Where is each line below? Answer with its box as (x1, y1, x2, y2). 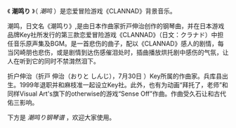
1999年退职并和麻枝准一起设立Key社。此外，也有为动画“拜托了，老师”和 (19, 81, 228, 89)
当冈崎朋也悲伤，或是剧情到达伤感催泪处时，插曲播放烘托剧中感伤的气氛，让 (7, 49, 229, 56)
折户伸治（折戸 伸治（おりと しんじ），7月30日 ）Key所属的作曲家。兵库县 (7, 72, 223, 80)
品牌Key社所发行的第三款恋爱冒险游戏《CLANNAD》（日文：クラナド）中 (7, 31, 218, 39)
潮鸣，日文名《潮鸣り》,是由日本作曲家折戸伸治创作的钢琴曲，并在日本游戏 (7, 22, 225, 30)
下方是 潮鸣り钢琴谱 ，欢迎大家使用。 (7, 113, 116, 122)
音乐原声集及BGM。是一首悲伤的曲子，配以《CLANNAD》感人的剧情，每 (13, 39, 224, 48)
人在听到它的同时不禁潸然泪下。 (7, 57, 100, 65)
